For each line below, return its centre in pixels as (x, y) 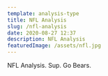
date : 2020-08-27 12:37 (42, 33)
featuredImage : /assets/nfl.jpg (54, 46)
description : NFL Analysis (46, 39)
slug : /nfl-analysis (37, 26)
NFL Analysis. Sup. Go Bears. (49, 65)
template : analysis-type (43, 13)
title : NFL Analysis (37, 20)
